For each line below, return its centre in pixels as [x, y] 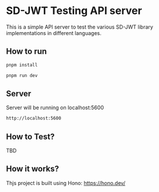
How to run [27, 52]
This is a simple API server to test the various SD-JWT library [80, 27]
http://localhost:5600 [34, 118]
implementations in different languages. [54, 33]
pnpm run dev [22, 75]
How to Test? [30, 136]
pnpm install [22, 65]
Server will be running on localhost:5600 [55, 108]
